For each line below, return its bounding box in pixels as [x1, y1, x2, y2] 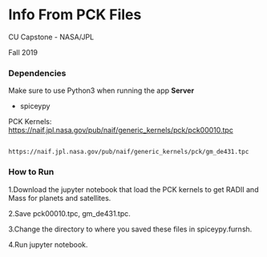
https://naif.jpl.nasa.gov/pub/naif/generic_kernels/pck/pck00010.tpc [8, 126, 234, 135]
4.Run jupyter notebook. [8, 239, 88, 249]
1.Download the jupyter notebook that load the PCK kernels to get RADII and [8, 184, 259, 194]
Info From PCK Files [8, 6, 142, 24]
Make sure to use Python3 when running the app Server [8, 86, 195, 95]
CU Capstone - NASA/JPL [8, 32, 95, 42]
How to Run [8, 167, 55, 178]
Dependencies [8, 67, 67, 78]
